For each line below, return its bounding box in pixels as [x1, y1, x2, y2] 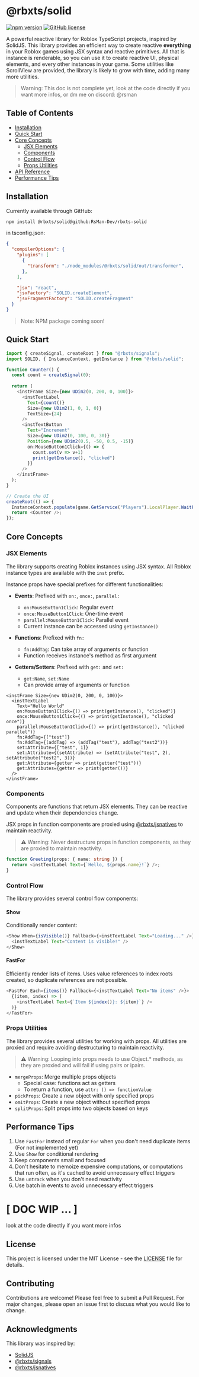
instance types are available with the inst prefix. [6, 569, 124, 576]
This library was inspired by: [6, 1340, 75, 1347]
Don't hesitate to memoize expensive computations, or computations [14, 1163, 184, 1170]
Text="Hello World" [17, 703, 65, 709]
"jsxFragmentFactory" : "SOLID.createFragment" [17, 295, 134, 302]
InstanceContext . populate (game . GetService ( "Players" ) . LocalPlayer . [11, 504, 182, 510]
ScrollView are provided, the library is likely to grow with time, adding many [6, 66, 190, 74]
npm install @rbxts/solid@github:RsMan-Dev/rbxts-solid [6, 218, 147, 225]
